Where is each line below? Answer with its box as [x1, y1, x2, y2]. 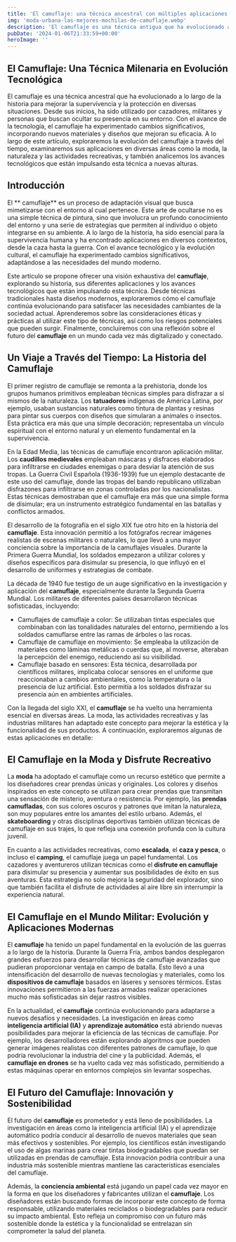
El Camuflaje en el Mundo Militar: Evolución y [7, 911, 209, 923]
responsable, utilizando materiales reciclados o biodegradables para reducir [7, 1205, 228, 1212]
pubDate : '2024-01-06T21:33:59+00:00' [7, 30, 121, 37]
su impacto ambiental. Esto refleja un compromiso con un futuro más [7, 1212, 207, 1220]
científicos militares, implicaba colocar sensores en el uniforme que [17, 667, 214, 675]
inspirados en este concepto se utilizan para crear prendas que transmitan [7, 787, 223, 796]
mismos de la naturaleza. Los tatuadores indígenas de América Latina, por [7, 396, 223, 405]
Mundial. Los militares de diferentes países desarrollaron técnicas [7, 594, 198, 602]
